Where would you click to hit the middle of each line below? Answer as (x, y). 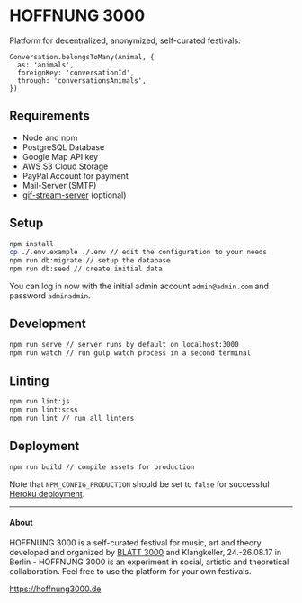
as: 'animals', (46, 65)
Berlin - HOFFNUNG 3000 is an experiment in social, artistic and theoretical (149, 562)
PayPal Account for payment (75, 175)
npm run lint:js (40, 402)
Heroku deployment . (47, 493)
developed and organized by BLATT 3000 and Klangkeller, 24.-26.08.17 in (145, 552)
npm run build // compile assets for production (102, 467)
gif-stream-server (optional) (74, 195)
